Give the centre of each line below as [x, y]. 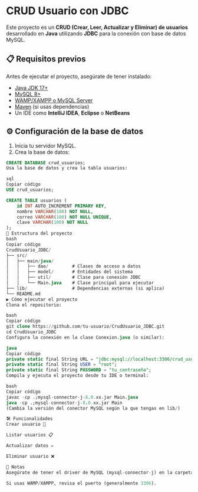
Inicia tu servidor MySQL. [45, 145]
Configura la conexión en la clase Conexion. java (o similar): [85, 337]
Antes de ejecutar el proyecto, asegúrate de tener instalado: [79, 76]
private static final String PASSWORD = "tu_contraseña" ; [79, 370]
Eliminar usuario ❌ [30, 456]
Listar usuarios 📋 [30, 435]
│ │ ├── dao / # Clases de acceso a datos [74, 266]
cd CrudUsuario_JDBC [32, 332]
